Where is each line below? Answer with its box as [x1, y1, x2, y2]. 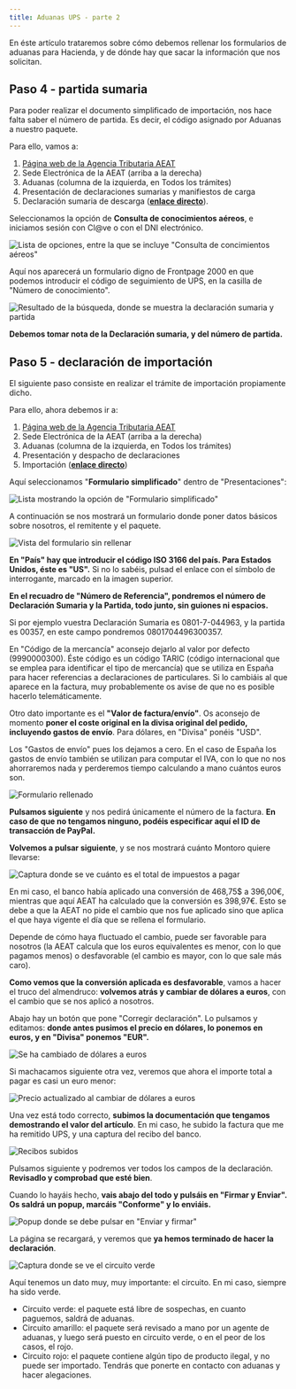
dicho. [9, 387, 33, 399]
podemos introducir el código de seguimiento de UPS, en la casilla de [9, 275, 262, 286]
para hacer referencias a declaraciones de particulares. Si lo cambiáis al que [9, 672, 288, 683]
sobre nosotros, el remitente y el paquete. [9, 520, 162, 532]
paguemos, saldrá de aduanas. [21, 1313, 135, 1324]
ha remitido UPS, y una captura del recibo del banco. [9, 1129, 201, 1139]
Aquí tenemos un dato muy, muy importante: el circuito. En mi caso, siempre [9, 1277, 287, 1288]
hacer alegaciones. [21, 1370, 92, 1380]
